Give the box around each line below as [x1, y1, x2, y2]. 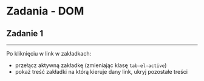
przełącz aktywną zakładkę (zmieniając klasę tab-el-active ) [15, 62, 167, 69]
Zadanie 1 [6, 28, 44, 39]
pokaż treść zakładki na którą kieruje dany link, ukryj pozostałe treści [15, 68, 188, 75]
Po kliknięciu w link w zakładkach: [6, 50, 92, 57]
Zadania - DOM [6, 4, 84, 18]
